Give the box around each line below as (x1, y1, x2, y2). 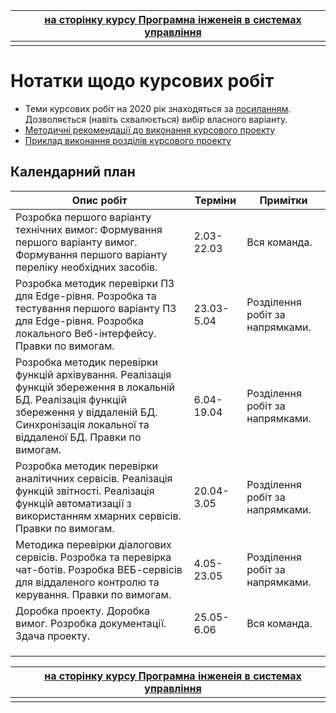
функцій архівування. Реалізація (15, 367, 172, 381)
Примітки (259, 193, 308, 207)
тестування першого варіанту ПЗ (15, 301, 177, 315)
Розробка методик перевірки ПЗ (15, 276, 175, 290)
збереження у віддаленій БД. (15, 405, 158, 419)
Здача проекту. (15, 629, 90, 643)
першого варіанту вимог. (15, 235, 138, 249)
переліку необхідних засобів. (15, 260, 158, 274)
